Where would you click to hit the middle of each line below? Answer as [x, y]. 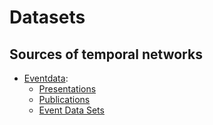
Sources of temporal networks [106, 54]
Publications [64, 99]
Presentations [67, 89]
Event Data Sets [71, 110]
